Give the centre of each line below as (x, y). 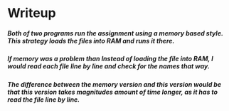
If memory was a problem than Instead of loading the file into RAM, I (110, 59)
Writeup (32, 13)
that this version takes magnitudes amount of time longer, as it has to (113, 92)
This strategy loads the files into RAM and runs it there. (91, 41)
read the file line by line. (44, 99)
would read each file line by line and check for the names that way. (108, 66)
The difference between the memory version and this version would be (114, 84)
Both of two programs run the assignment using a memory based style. (115, 33)
